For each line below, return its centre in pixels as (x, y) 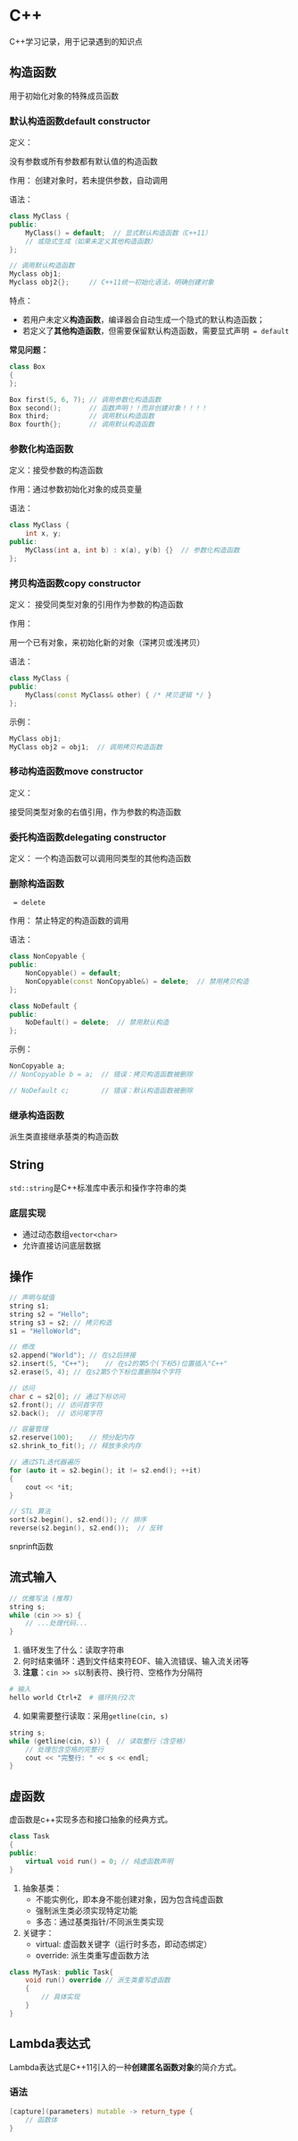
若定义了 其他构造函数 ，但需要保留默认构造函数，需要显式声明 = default (156, 331)
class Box (28, 367)
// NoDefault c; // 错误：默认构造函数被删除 (101, 1090)
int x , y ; (44, 533)
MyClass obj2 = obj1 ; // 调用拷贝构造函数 (86, 747)
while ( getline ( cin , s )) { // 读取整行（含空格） (99, 1741)
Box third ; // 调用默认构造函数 (82, 416)
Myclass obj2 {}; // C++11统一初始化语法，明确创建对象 (112, 283)
